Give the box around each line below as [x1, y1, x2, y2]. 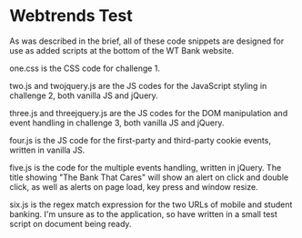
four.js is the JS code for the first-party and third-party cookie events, [9, 134, 271, 145]
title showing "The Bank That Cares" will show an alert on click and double [9, 172, 289, 183]
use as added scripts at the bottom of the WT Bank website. [9, 45, 235, 55]
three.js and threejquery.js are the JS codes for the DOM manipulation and [9, 107, 288, 118]
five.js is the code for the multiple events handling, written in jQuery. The [9, 162, 282, 173]
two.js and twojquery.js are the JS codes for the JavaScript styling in [9, 80, 267, 91]
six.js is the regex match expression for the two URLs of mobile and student [9, 199, 293, 210]
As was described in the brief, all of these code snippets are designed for [9, 35, 285, 46]
